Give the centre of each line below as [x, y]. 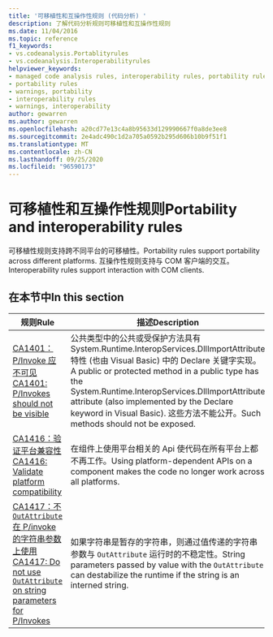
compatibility [37, 492]
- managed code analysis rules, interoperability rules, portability [129, 76]
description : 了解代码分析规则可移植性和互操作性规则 [90, 24]
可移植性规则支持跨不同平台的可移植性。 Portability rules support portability [134, 251]
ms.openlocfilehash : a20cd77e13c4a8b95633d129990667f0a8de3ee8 [118, 129]
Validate [28, 471]
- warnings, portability [50, 91]
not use [27, 571]
